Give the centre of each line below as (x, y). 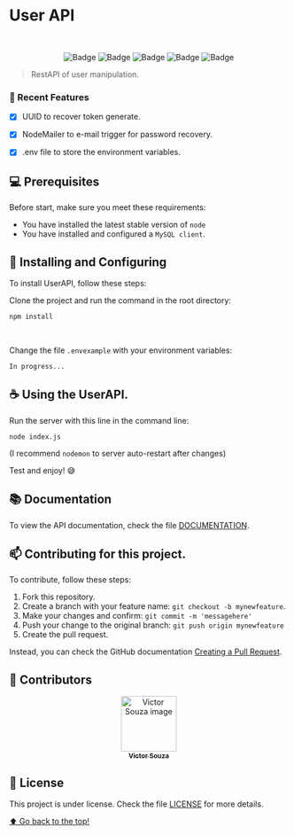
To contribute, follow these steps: (70, 580)
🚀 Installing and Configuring (88, 262)
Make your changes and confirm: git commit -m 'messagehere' (137, 616)
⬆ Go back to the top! (50, 822)
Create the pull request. (65, 635)
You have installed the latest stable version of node (114, 225)
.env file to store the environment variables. (101, 152)
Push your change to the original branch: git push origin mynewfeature (153, 625)
